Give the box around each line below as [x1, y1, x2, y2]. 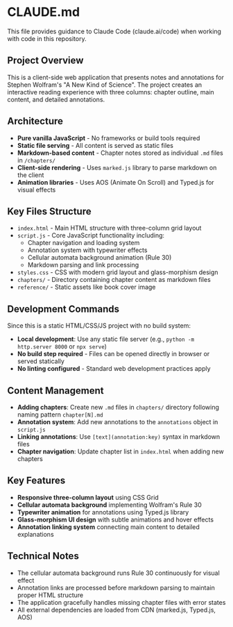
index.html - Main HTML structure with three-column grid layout [17, 224, 202, 233]
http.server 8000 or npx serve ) [17, 342, 107, 351]
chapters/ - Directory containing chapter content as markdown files [17, 276, 212, 284]
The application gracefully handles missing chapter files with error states [17, 598, 226, 606]
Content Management [7, 385, 104, 396]
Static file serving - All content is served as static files [17, 141, 173, 149]
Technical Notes [7, 550, 80, 562]
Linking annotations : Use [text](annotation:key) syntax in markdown [17, 433, 221, 441]
